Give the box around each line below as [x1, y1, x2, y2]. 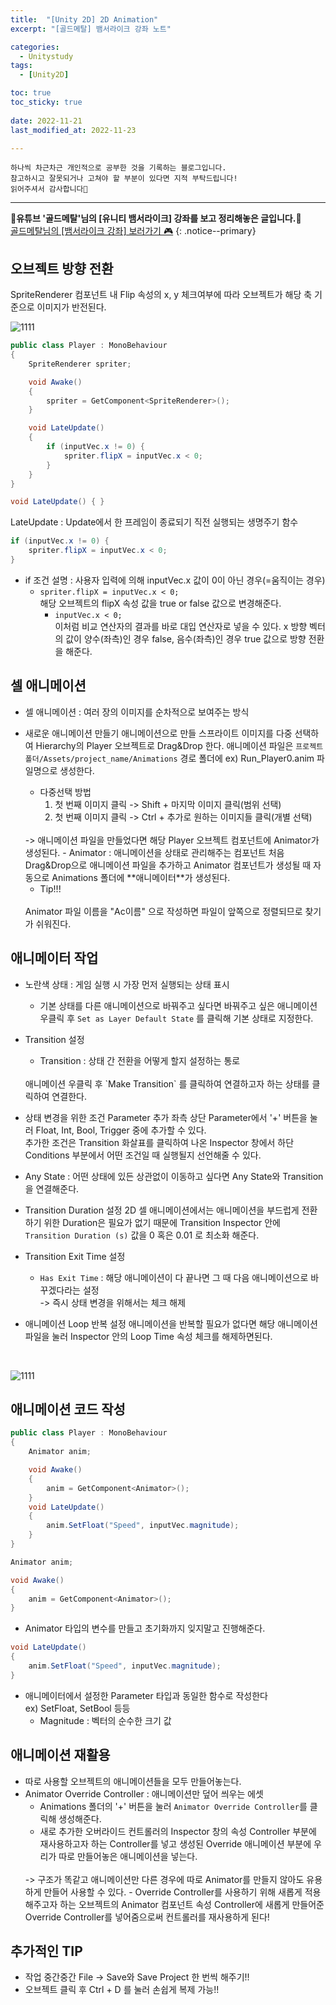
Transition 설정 [24, 1033, 85, 1045]
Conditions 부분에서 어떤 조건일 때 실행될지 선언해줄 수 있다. [24, 1149, 262, 1161]
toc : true [10, 88, 52, 98]
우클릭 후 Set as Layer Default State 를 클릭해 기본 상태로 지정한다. [39, 1012, 314, 1024]
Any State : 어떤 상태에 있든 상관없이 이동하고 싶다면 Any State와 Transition [24, 1170, 324, 1182]
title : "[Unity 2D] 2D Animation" [10, 14, 159, 25]
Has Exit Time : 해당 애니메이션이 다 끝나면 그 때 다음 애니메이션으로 [39, 1271, 309, 1283]
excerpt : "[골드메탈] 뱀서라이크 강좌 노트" [10, 24, 172, 34]
